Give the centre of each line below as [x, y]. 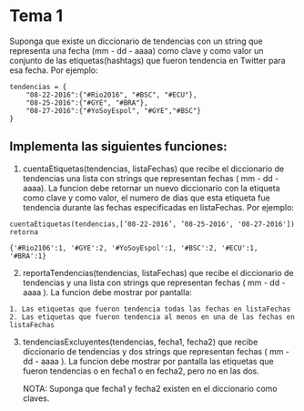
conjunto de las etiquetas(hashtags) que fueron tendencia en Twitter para [147, 60]
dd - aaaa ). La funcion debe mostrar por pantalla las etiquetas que [148, 361]
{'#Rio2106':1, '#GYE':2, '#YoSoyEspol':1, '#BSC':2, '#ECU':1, [134, 248]
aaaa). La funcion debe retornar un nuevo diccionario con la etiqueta [151, 188]
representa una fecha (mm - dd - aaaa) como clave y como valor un [137, 50]
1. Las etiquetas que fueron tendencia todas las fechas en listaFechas [150, 309]
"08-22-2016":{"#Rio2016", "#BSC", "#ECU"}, [111, 95]
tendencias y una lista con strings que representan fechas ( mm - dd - [154, 283]
